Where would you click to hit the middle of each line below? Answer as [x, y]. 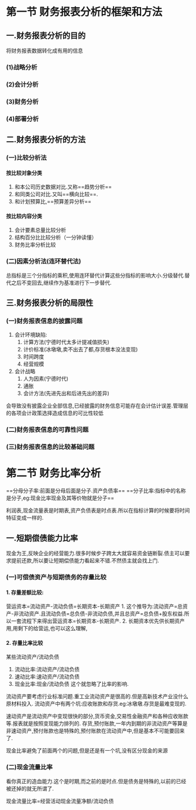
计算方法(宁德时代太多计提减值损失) [66, 342]
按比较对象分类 [24, 173]
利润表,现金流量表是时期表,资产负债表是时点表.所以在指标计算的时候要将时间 [98, 511]
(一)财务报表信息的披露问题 [44, 321]
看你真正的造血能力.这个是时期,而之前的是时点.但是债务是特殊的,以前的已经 [96, 781]
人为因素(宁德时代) [46, 379]
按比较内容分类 [24, 216]
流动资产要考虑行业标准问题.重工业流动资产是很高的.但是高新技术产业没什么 [97, 696]
